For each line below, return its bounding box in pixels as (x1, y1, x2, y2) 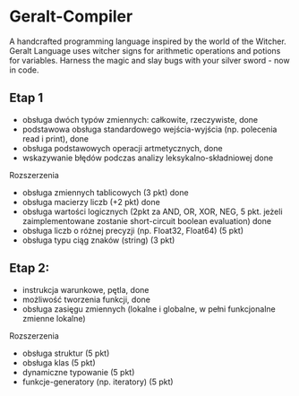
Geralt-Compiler (9, 6, 133, 27)
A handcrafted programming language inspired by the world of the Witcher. (9, 36, 286, 47)
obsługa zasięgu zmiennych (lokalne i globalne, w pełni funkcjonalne (21, 303, 276, 314)
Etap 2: (9, 261, 50, 276)
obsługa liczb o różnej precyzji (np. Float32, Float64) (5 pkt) (21, 225, 244, 236)
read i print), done (21, 133, 90, 144)
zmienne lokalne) (21, 313, 87, 323)
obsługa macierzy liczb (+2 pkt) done (21, 196, 161, 207)
